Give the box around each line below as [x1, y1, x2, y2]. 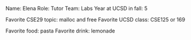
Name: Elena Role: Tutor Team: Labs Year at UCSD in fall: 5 [5, 5, 148, 12]
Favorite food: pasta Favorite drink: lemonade [5, 27, 115, 34]
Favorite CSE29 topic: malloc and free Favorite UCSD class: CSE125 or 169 [5, 16, 186, 23]
